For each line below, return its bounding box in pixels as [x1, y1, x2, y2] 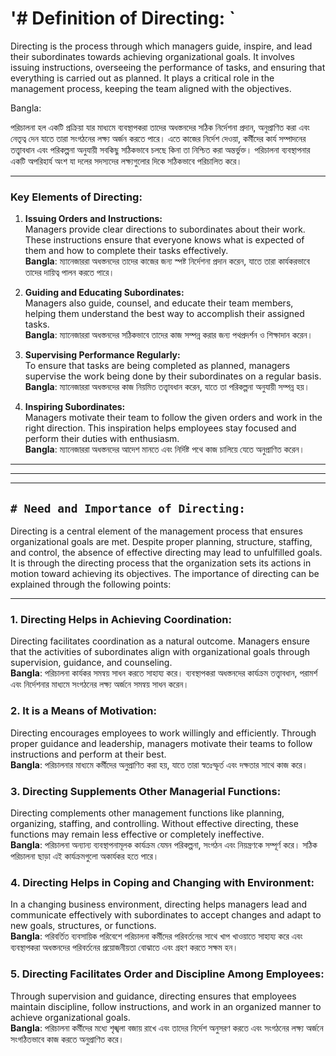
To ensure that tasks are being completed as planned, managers [24, 360, 291, 372]
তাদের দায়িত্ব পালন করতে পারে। [24, 267, 115, 279]
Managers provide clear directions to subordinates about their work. [24, 223, 306, 236]
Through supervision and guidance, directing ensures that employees [10, 990, 297, 1002]
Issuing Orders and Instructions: [24, 213, 163, 225]
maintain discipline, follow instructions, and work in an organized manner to [10, 1000, 322, 1012]
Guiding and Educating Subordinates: [24, 287, 185, 299]
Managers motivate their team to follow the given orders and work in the [24, 412, 323, 424]
